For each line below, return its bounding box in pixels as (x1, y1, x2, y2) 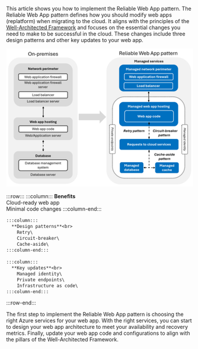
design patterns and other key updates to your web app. (6, 37, 143, 43)
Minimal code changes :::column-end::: (6, 205, 102, 212)
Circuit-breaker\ (17, 236, 60, 242)
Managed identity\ (17, 271, 62, 277)
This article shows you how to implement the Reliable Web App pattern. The (6, 5, 191, 12)
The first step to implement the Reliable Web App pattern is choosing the (6, 311, 184, 318)
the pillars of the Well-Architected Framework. (6, 336, 119, 343)
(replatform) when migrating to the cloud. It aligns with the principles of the (6, 18, 190, 24)
